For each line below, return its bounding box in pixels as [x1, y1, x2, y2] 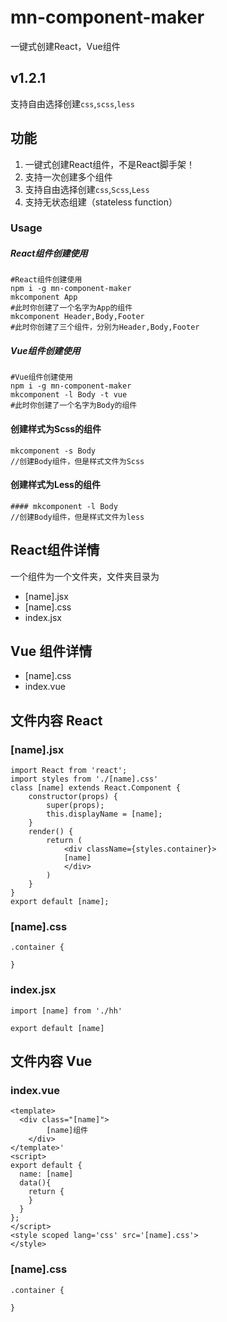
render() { [28, 827, 74, 837]
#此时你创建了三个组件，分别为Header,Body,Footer [10, 322, 200, 333]
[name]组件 [46, 1126, 89, 1136]
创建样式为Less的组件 [10, 479, 101, 491]
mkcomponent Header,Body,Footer [10, 312, 145, 322]
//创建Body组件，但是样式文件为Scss [10, 456, 145, 466]
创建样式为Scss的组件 [10, 423, 102, 435]
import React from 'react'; [10, 766, 128, 776]
